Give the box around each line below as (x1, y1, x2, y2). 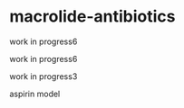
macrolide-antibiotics (9, 6, 176, 27)
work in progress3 (9, 70, 78, 82)
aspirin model (9, 88, 61, 99)
